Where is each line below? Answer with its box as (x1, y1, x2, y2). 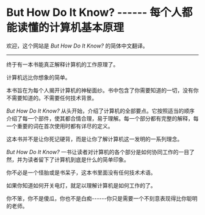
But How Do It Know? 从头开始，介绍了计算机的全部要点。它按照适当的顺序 (6, 107, 195, 115)
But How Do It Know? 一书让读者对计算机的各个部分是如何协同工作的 (6, 148, 179, 155)
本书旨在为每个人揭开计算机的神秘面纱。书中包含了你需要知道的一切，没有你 (6, 86, 199, 94)
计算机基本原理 (49, 21, 124, 35)
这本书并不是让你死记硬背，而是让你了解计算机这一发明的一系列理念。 (6, 135, 183, 143)
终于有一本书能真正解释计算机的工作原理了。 (6, 60, 119, 68)
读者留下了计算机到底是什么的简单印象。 (27, 156, 129, 163)
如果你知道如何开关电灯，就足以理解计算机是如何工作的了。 (6, 182, 156, 189)
